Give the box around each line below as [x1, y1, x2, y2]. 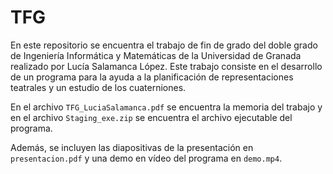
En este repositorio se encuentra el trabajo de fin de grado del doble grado [10, 39, 318, 51]
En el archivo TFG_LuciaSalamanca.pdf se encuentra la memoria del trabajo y [10, 101, 323, 113]
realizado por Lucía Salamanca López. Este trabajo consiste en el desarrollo [10, 60, 323, 72]
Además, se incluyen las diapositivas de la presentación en [10, 141, 254, 153]
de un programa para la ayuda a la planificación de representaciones [10, 71, 294, 83]
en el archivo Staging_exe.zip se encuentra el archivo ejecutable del [10, 111, 293, 123]
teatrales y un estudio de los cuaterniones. [10, 81, 187, 93]
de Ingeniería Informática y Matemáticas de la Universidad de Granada [10, 49, 302, 61]
